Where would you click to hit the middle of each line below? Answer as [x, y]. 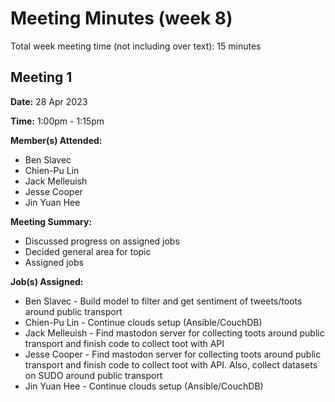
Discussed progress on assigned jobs [102, 241]
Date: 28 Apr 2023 [49, 101]
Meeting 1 [41, 77]
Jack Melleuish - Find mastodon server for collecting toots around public [174, 333]
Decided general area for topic [88, 251]
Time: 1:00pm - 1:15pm [57, 121]
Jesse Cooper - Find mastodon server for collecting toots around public [173, 354]
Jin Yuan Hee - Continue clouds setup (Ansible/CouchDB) [144, 386]
